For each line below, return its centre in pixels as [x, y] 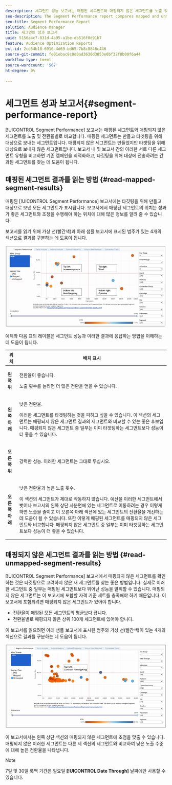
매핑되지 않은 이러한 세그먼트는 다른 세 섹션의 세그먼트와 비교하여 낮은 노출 [80, 743]
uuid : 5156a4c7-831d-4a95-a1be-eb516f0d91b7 [53, 38]
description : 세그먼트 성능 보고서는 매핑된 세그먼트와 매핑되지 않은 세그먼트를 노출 [84, 11]
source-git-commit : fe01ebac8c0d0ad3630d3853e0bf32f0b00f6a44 [73, 54]
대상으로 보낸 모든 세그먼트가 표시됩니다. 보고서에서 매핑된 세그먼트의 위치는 [81, 207]
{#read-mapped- [127, 180]
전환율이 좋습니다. [37, 375]
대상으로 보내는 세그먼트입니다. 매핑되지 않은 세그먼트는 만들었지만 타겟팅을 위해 [85, 143]
